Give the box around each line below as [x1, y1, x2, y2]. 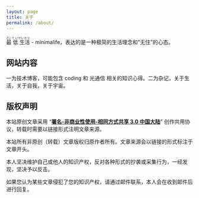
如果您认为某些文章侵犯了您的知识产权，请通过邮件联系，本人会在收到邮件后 [6, 178, 193, 185]
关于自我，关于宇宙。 [16, 82, 69, 89]
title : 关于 [6, 14, 34, 20]
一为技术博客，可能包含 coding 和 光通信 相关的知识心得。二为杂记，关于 [6, 75, 185, 82]
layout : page [6, 8, 38, 15]
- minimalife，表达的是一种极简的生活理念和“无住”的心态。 [31, 39, 174, 46]
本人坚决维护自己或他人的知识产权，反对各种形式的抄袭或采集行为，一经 [6, 158, 182, 165]
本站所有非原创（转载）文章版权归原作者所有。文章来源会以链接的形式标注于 [6, 138, 193, 145]
